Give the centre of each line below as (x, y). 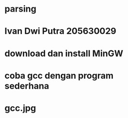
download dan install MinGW (64, 53)
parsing (20, 9)
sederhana (27, 86)
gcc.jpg (20, 108)
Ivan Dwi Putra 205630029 (60, 31)
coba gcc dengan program (59, 76)
